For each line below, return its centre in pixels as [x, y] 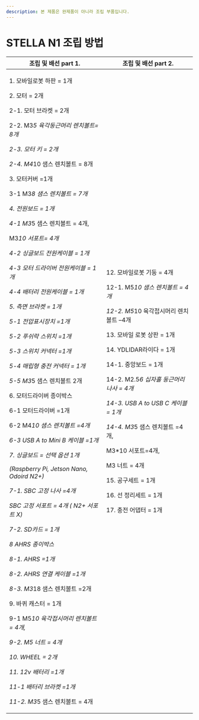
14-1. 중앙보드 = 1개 [135, 364]
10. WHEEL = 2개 [33, 657]
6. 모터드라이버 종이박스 [41, 396]
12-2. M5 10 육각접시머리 [141, 311]
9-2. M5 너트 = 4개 [36, 642]
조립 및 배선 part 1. [55, 63]
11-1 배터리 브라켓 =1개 [42, 687]
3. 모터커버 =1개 [31, 179]
